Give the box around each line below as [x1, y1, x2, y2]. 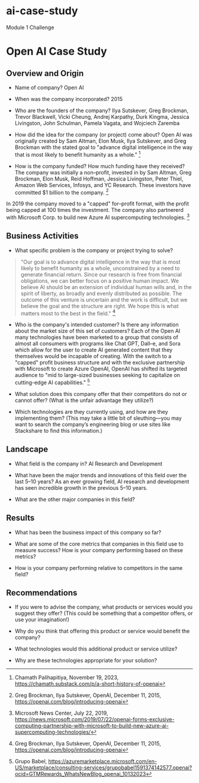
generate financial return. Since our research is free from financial [20, 271, 182, 278]
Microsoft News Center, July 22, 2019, [14, 709, 108, 717]
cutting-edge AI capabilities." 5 [14, 378, 90, 386]
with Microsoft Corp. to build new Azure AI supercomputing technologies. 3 [6, 213, 190, 221]
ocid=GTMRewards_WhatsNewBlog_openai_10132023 [14, 771, 146, 778]
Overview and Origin [6, 68, 84, 78]
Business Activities [6, 231, 79, 241]
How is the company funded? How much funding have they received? [14, 162, 185, 170]
